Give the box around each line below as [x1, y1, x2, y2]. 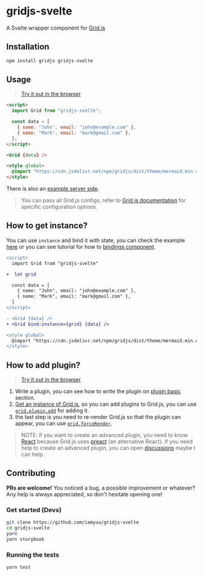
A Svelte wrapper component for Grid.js [6, 24, 106, 31]
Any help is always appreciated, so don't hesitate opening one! [6, 490, 163, 498]
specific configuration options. [21, 203, 98, 211]
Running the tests [6, 551, 59, 559]
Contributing [6, 468, 56, 478]
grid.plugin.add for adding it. [14, 407, 89, 414]
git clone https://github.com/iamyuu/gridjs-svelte [6, 519, 139, 526]
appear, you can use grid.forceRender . [14, 420, 113, 427]
